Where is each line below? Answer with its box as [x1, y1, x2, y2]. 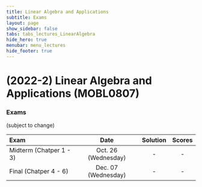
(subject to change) [6, 121, 55, 129]
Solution [142, 136, 167, 144]
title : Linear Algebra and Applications [6, 8, 109, 15]
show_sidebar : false [6, 25, 58, 32]
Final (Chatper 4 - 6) [9, 167, 69, 176]
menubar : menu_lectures [6, 43, 66, 49]
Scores [172, 136, 193, 144]
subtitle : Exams [6, 14, 47, 20]
